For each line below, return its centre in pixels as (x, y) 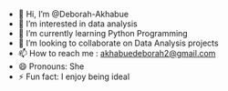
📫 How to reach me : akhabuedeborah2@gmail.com (117, 53)
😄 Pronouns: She (51, 66)
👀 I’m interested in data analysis (78, 24)
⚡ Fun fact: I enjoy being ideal (74, 76)
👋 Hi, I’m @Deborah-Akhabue (73, 14)
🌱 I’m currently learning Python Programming (103, 33)
